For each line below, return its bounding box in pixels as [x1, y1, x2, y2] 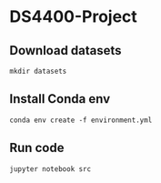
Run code [9, 140, 65, 156]
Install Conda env [9, 91, 111, 107]
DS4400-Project [9, 6, 138, 27]
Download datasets [9, 43, 122, 58]
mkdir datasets [9, 66, 67, 76]
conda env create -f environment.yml [9, 116, 153, 125]
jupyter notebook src [9, 164, 92, 174]
